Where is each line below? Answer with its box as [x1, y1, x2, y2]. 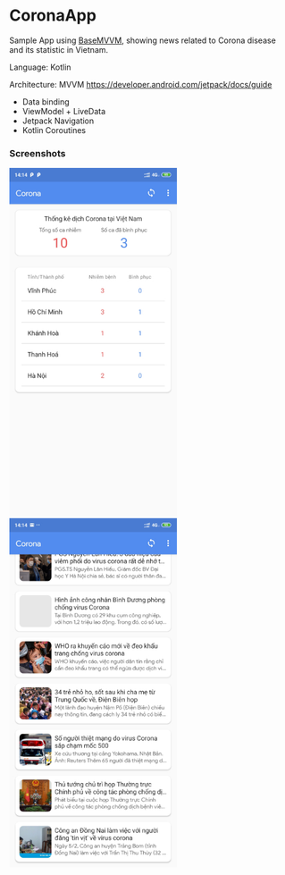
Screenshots [9, 147, 66, 159]
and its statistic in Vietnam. [9, 44, 109, 55]
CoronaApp [9, 5, 96, 26]
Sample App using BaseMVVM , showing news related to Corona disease [9, 35, 277, 46]
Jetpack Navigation [21, 115, 95, 126]
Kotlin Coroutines [21, 124, 87, 135]
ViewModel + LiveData [21, 105, 106, 116]
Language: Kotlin [9, 62, 71, 72]
